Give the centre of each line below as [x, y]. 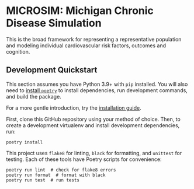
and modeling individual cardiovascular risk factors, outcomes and [86, 45]
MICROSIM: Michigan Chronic [80, 11]
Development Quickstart [52, 70]
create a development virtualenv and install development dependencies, [93, 125]
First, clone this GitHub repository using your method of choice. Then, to [93, 119]
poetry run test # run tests [43, 180]
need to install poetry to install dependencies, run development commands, [97, 90]
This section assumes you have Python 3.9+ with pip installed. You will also [97, 84]
